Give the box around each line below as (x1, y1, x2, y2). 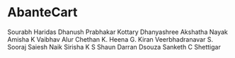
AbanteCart (7, 4, 78, 21)
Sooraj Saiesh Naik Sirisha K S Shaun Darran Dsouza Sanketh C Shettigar (7, 42, 221, 51)
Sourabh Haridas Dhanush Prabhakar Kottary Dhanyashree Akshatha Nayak (7, 28, 228, 36)
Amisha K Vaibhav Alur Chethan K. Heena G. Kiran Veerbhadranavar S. (7, 35, 214, 43)
